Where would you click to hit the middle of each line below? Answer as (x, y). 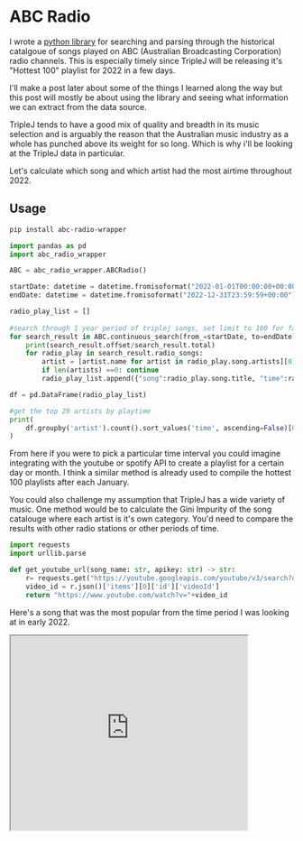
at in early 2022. (40, 622)
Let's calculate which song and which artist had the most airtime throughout (151, 171)
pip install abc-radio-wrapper (68, 229)
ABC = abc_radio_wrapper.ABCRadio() (78, 271)
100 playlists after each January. (69, 482)
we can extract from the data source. (78, 106)
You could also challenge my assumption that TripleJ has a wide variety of (147, 500)
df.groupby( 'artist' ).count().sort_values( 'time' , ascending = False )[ (159, 428)
